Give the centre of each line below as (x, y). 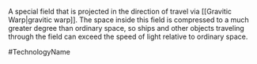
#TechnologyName (40, 52)
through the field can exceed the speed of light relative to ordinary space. (128, 36)
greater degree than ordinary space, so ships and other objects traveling (127, 28)
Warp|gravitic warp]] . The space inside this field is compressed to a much (128, 20)
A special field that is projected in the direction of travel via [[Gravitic (120, 11)
